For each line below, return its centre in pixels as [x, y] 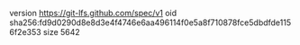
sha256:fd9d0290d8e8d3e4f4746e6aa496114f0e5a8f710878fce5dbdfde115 [150, 22]
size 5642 [62, 32]
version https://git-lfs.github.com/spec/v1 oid [93, 13]
